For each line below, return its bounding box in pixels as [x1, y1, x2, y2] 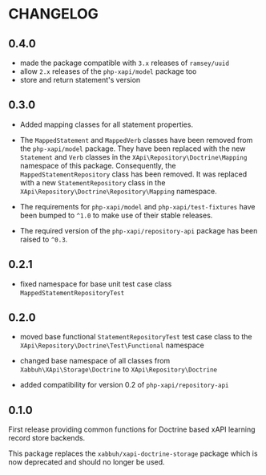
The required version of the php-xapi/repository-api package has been [19, 225, 258, 235]
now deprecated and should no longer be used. [8, 457, 166, 467]
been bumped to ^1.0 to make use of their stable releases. [19, 210, 213, 220]
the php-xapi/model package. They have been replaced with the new [19, 144, 246, 153]
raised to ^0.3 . [19, 234, 68, 244]
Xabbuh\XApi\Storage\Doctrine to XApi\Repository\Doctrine [19, 364, 218, 374]
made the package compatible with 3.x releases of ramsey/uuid [19, 58, 230, 67]
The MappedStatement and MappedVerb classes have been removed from [19, 135, 253, 144]
